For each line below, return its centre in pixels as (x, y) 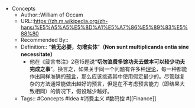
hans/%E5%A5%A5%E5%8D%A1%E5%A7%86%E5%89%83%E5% (104, 27)
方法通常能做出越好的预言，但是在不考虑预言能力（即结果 (110, 84)
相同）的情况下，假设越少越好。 (74, 91)
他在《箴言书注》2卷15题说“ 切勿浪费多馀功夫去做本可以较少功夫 (107, 62)
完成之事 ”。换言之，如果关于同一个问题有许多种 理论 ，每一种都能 (108, 69)
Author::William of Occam (52, 15)
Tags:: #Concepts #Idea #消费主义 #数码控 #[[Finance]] (88, 99)
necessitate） (38, 54)
